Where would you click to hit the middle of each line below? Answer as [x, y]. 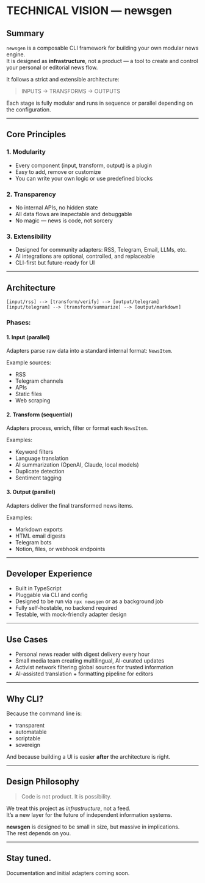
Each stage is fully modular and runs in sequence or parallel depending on [100, 103]
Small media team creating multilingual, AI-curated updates [90, 661]
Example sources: [29, 363]
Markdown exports [39, 529]
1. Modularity [26, 152]
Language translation [42, 458]
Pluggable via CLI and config [51, 595]
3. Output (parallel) [31, 492]
